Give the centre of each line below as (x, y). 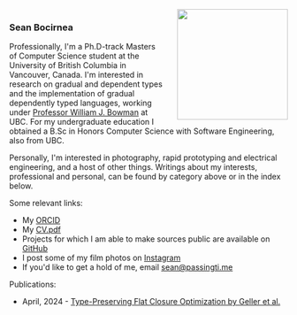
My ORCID (41, 220)
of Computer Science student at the (74, 56)
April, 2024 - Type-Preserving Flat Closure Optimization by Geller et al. (151, 302)
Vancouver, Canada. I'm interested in (76, 75)
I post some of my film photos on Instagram (101, 258)
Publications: (33, 284)
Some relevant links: (46, 204)
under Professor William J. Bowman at (79, 112)
